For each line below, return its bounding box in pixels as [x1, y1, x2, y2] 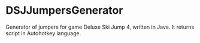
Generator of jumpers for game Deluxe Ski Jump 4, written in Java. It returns [5, 23, 195, 30]
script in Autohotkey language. [5, 29, 81, 36]
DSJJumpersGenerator [5, 4, 123, 17]
